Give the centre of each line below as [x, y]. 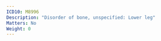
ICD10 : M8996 [23, 12]
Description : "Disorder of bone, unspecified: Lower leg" [81, 17]
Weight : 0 [19, 29]
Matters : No [21, 23]
